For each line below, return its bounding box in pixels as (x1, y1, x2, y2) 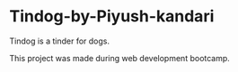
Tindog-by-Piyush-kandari (9, 6, 215, 27)
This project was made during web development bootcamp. (9, 52, 231, 63)
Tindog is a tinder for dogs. (9, 36, 110, 46)
